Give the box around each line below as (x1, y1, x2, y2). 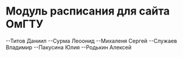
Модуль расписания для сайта (5, 4, 170, 18)
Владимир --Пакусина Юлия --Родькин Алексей (5, 44, 132, 51)
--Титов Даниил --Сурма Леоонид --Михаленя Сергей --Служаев (5, 37, 178, 44)
